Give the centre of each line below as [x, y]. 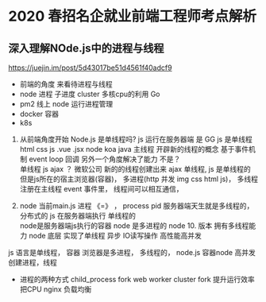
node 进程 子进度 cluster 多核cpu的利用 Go [90, 94]
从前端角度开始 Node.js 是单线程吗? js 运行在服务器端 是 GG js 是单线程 [136, 139]
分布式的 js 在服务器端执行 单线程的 [78, 216]
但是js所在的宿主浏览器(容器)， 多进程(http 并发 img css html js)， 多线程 [139, 179]
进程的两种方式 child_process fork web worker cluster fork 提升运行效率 [137, 279]
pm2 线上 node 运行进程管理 [66, 104]
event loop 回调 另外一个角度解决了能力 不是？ [105, 159]
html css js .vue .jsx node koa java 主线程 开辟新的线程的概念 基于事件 [134, 149]
